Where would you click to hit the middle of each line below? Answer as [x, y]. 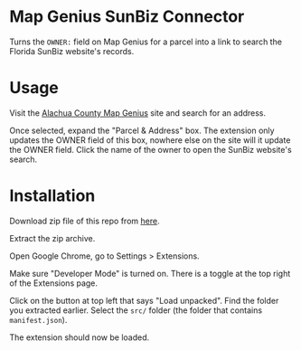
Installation [52, 196]
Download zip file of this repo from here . [85, 221]
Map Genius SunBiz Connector [127, 17]
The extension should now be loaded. [80, 337]
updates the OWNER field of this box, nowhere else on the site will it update [150, 140]
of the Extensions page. [53, 283]
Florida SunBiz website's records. [72, 51]
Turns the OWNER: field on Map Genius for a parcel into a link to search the [146, 42]
